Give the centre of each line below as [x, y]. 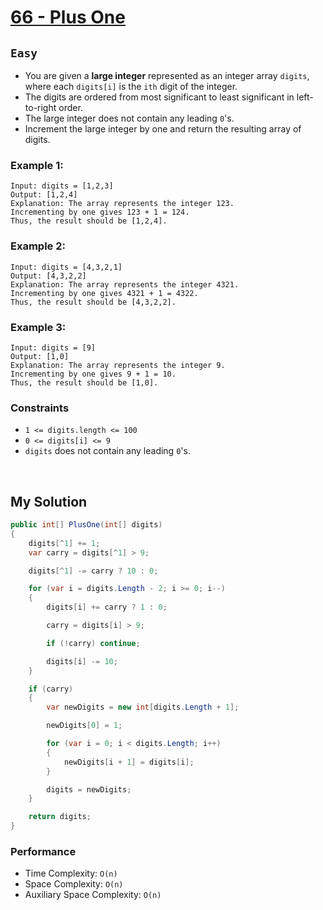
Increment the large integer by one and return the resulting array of [163, 129]
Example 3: [38, 327]
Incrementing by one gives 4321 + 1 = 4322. [104, 293]
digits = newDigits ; [89, 789]
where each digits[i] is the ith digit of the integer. [131, 86]
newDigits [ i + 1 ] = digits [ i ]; [129, 762]
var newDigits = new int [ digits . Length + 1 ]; [143, 707]
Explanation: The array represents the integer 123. [122, 204]
